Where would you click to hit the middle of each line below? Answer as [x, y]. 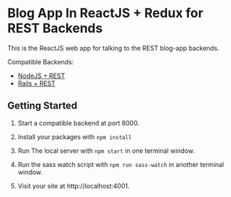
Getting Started [42, 106]
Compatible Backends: [41, 61]
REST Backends [55, 28]
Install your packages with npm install [75, 136]
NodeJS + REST [41, 76]
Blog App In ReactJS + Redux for [106, 13]
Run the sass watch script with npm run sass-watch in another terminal [121, 164]
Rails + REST [36, 83]
